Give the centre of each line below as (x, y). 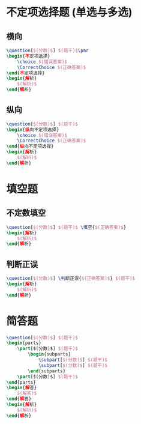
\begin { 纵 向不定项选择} (33, 130)
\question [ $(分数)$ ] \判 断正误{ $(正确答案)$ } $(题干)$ (71, 279)
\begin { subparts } (49, 354)
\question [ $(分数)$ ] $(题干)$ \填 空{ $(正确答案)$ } (66, 227)
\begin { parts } (24, 343)
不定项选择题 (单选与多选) (69, 12)
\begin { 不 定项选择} (28, 56)
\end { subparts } (47, 371)
